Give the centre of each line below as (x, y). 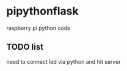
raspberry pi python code (38, 28)
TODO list (25, 47)
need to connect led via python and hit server (64, 61)
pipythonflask (42, 11)
